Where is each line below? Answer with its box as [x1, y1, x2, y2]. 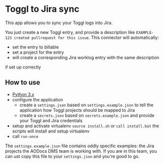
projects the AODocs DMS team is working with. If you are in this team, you [5, 148, 157, 154]
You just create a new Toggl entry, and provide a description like [5, 29, 135, 35]
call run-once [12, 133, 38, 139]
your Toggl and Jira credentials [19, 117, 82, 124]
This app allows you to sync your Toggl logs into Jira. [5, 20, 113, 26]
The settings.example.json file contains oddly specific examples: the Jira [5, 143, 155, 149]
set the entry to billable [12, 44, 59, 50]
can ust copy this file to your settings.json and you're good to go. [5, 153, 140, 159]
